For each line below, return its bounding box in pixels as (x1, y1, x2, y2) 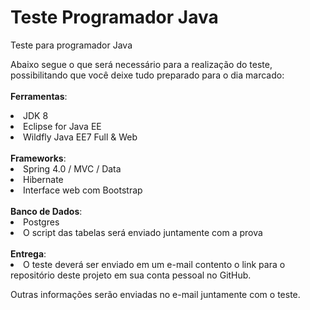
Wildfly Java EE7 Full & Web (23, 131, 138, 143)
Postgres (23, 216, 60, 228)
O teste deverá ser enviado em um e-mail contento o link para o (23, 258, 286, 270)
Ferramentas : (10, 90, 68, 102)
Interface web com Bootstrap (23, 184, 143, 196)
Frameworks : (10, 152, 67, 164)
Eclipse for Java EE (23, 120, 102, 132)
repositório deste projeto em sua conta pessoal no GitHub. (10, 269, 252, 281)
